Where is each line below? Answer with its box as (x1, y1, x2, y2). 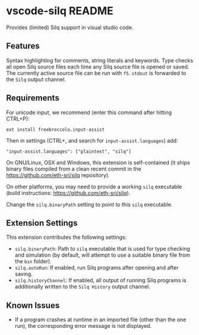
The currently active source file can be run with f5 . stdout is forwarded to (6, 69, 187, 77)
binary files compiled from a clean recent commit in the (6, 165, 141, 172)
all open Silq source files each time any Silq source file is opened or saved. (6, 63, 189, 70)
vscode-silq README (6, 4, 114, 18)
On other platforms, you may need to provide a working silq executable (6, 183, 182, 190)
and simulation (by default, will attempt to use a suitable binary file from (14, 251, 191, 259)
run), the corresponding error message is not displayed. (14, 323, 152, 330)
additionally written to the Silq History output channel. (14, 283, 150, 290)
